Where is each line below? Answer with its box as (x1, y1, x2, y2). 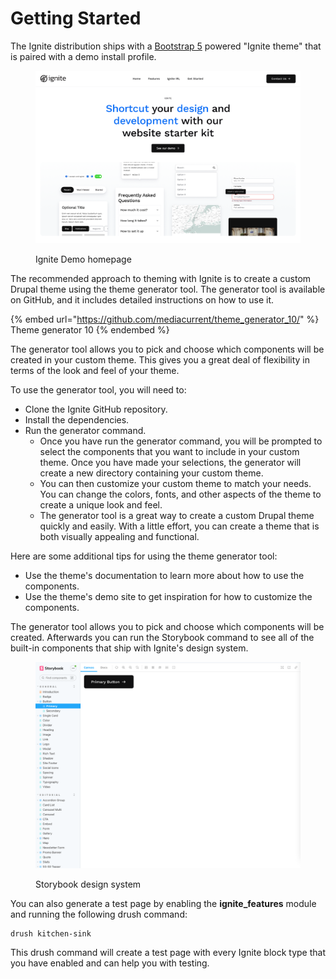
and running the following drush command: (10, 908, 188, 920)
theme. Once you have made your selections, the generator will (39, 457, 302, 469)
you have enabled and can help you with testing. (10, 957, 210, 969)
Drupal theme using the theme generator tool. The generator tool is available (10, 283, 326, 296)
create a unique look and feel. (39, 499, 163, 511)
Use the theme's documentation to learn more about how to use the (24, 570, 305, 582)
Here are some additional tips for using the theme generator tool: (10, 550, 278, 562)
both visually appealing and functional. (39, 531, 200, 543)
